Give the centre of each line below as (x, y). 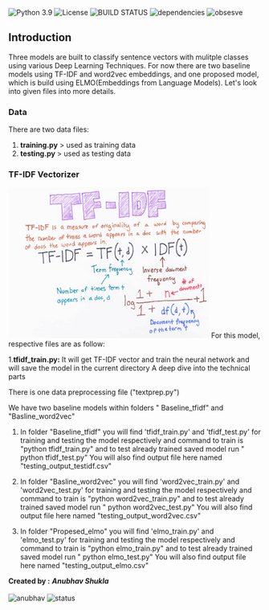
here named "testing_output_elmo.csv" (84, 566)
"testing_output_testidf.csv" (66, 466)
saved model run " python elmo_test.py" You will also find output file (133, 557)
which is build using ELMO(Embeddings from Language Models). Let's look (132, 82)
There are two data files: (49, 129)
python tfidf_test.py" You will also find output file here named (121, 457)
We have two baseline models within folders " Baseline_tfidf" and (116, 408)
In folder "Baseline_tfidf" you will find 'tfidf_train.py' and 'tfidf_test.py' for (140, 432)
